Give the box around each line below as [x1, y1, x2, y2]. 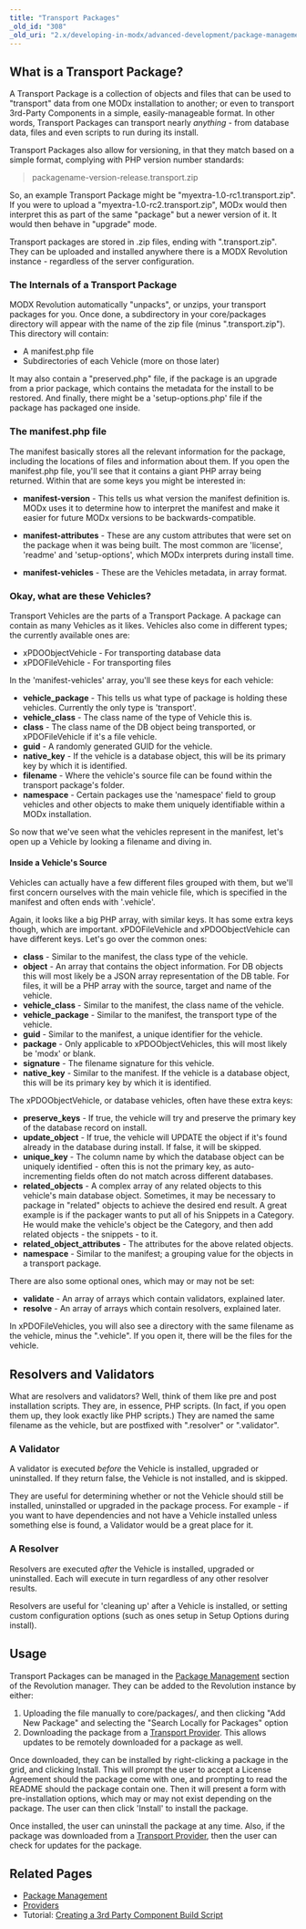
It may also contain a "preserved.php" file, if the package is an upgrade [9, 373, 278, 384]
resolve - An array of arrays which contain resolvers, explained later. [22, 1303, 281, 1314]
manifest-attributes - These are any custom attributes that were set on [22, 530, 291, 541]
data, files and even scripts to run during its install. [9, 127, 199, 138]
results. [9, 1582, 38, 1593]
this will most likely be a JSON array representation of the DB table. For [22, 970, 290, 981]
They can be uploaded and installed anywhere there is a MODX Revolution [9, 246, 289, 257]
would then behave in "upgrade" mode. [9, 219, 158, 230]
